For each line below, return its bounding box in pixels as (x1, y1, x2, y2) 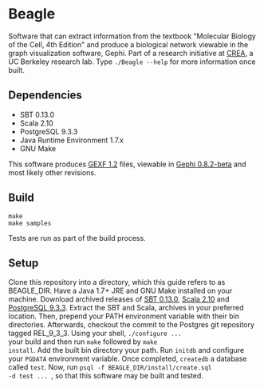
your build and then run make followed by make (8, 337, 158, 346)
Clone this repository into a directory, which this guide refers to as (8, 278, 226, 287)
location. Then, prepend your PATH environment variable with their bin (8, 311, 239, 321)
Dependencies (8, 89, 82, 102)
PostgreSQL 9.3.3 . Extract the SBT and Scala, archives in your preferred (8, 303, 245, 313)
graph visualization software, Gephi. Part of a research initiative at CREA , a (8, 48, 254, 58)
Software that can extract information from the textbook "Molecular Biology (8, 31, 257, 41)
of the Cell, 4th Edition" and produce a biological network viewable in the (8, 39, 249, 49)
